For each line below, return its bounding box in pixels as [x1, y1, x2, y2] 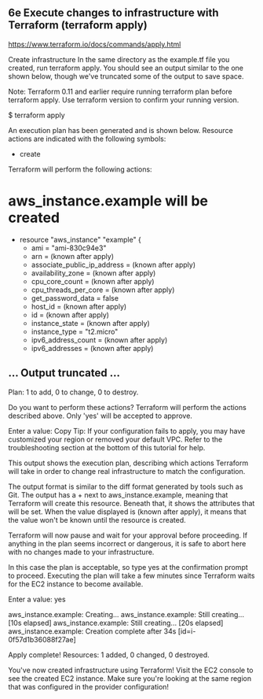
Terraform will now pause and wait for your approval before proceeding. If [8, 531, 248, 540]
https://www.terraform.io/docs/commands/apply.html [8, 39, 181, 49]
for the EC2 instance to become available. [8, 579, 144, 589]
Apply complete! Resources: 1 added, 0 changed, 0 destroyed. [8, 649, 210, 660]
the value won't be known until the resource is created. [8, 515, 186, 524]
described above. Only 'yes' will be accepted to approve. [8, 411, 192, 420]
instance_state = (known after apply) [31, 318, 151, 327]
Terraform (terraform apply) [8, 19, 148, 32]
